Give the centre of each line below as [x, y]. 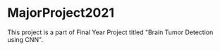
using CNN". [25, 39]
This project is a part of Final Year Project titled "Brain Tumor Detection [110, 32]
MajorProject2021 [61, 13]
